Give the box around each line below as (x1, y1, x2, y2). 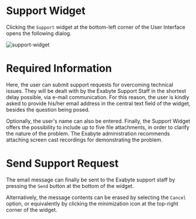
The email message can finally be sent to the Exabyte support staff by (6, 176, 175, 183)
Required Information (6, 62, 112, 75)
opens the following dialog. (6, 29, 72, 36)
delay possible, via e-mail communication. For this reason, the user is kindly (6, 93, 190, 100)
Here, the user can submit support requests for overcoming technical (6, 81, 173, 88)
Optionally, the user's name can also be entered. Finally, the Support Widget (6, 117, 191, 124)
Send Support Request (6, 157, 119, 170)
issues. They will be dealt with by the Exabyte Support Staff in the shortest (6, 87, 187, 95)
